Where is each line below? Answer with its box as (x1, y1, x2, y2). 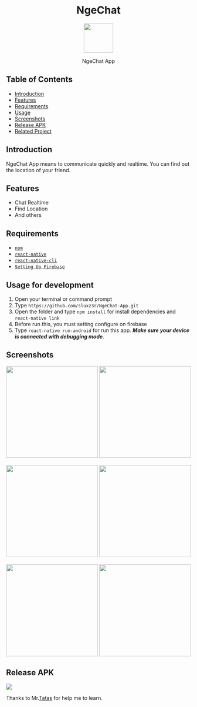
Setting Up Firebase (14, 264, 65, 270)
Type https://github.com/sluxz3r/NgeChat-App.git (14, 302, 139, 309)
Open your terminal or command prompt (14, 296, 113, 303)
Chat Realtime (14, 199, 49, 206)
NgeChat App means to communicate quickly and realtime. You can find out (6, 160, 189, 167)
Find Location (14, 205, 48, 212)
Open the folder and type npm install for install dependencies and (14, 308, 176, 315)
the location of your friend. (6, 166, 71, 173)
